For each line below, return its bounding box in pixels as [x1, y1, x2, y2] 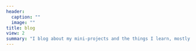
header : [6, 8, 25, 15]
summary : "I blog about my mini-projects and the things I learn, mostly [6, 36, 191, 42]
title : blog [6, 25, 35, 31]
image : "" [11, 19, 35, 25]
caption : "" [11, 14, 41, 20]
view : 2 [6, 30, 25, 36]
